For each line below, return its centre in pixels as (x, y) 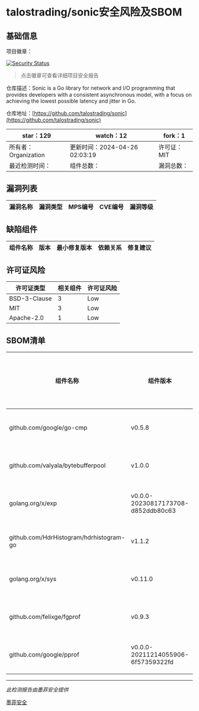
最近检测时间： (30, 166)
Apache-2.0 (27, 318)
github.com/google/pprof (44, 655)
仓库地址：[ (20, 113)
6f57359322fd (152, 662)
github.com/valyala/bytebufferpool (57, 465)
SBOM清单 (26, 340)
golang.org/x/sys (33, 579)
